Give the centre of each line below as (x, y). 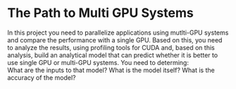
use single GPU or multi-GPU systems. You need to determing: (98, 62)
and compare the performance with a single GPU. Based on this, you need (115, 40)
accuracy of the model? (42, 77)
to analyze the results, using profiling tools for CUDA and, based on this (111, 47)
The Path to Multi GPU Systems (100, 13)
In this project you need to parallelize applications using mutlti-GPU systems (118, 32)
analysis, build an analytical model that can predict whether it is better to (113, 55)
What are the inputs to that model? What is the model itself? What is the (111, 70)
